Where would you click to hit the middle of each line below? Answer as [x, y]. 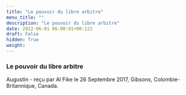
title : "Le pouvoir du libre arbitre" [55, 12]
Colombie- [167, 79]
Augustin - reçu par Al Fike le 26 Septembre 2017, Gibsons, [79, 79]
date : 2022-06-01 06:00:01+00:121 [50, 29]
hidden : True [23, 40]
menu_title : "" [25, 17]
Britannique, [21, 86]
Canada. [48, 86]
